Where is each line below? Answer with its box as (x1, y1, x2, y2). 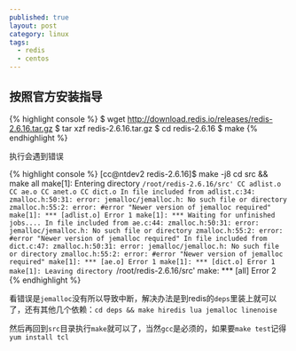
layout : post (9, 21, 58, 30)
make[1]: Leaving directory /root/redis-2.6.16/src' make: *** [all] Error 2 (9, 265, 277, 275)
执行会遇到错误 (9, 150, 64, 161)
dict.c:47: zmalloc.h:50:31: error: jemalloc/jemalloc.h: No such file (9, 242, 279, 251)
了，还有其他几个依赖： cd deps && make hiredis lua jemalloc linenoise (9, 304, 277, 315)
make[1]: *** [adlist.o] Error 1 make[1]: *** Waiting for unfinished (9, 211, 276, 219)
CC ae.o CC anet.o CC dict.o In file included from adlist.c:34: (9, 187, 255, 196)
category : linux (9, 29, 69, 38)
